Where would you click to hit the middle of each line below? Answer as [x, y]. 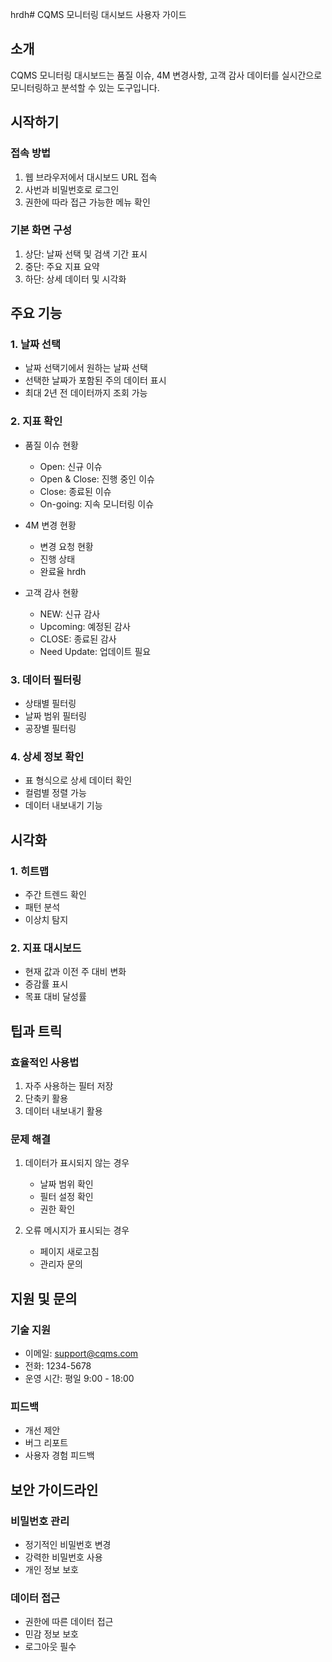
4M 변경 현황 [50, 525]
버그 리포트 [46, 1443]
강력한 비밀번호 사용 [63, 1557]
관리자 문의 [61, 1264]
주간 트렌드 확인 [55, 895]
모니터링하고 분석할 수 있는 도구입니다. [85, 87]
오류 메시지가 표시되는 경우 [77, 1230]
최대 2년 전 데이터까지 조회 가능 [86, 393]
